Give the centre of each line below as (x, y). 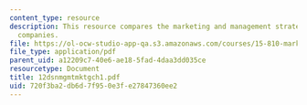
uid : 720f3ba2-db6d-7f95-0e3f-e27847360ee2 (94, 86)
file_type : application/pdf (63, 52)
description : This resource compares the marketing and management (141, 26)
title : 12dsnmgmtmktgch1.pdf (65, 78)
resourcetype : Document (55, 69)
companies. (38, 35)
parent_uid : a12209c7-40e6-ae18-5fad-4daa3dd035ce (108, 60)
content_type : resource (55, 18)
